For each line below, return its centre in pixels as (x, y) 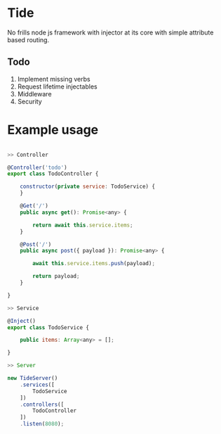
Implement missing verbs (54, 79)
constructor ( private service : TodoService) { (88, 187)
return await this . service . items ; (83, 225)
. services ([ (37, 385)
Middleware (34, 94)
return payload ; (56, 276)
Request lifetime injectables (57, 87)
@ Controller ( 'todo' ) (38, 167)
